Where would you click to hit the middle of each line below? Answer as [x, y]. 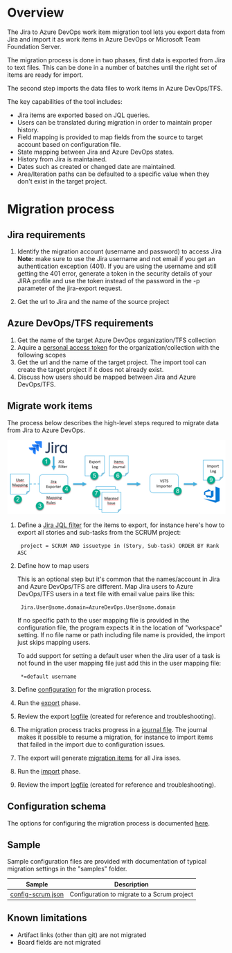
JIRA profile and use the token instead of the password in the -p [108, 280]
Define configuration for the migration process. [84, 689]
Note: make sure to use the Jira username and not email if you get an [116, 258]
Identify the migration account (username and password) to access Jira [119, 251]
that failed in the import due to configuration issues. [91, 744]
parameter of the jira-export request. [70, 288]
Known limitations [47, 918]
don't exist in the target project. [62, 181]
